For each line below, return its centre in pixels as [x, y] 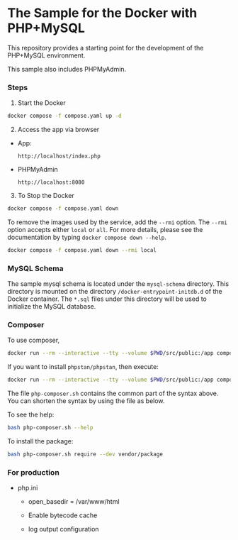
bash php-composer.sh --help [50, 428]
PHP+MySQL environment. [46, 55]
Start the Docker [41, 103]
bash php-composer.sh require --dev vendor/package [85, 454]
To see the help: [31, 415]
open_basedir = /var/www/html [74, 502]
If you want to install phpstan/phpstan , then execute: [83, 367]
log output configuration [63, 529]
